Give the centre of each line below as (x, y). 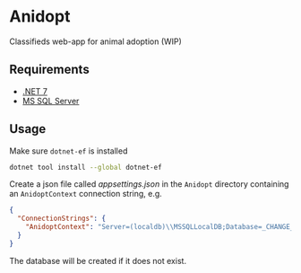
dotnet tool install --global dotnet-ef (86, 167)
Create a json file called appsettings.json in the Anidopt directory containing (149, 184)
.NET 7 (34, 91)
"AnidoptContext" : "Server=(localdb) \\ (100, 227)
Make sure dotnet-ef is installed (69, 151)
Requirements (49, 70)
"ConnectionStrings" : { (61, 219)
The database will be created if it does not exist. (98, 260)
